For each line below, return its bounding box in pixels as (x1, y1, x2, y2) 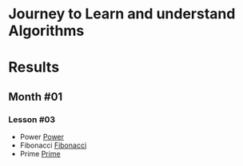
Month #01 (8, 89, 63, 104)
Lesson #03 (8, 113, 56, 125)
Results (8, 58, 60, 77)
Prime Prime (19, 149, 62, 159)
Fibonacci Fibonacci (19, 140, 87, 150)
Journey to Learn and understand (8, 5, 236, 23)
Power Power (19, 132, 65, 142)
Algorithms (8, 22, 85, 40)
